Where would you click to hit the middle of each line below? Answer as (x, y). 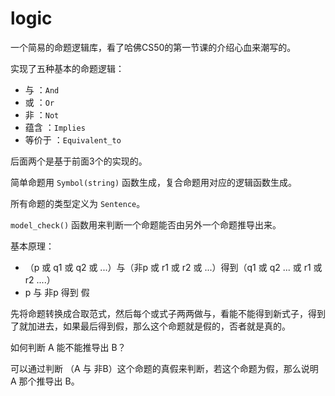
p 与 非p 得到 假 (57, 292)
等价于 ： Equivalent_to (73, 139)
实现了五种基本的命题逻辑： (67, 68)
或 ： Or (39, 102)
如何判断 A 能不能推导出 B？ (68, 347)
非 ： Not (42, 114)
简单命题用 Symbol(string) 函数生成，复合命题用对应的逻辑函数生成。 (154, 182)
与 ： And (42, 89)
